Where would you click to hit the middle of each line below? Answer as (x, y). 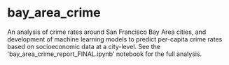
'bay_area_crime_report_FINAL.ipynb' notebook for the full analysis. (105, 54)
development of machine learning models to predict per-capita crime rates (115, 39)
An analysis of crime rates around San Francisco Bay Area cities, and (107, 32)
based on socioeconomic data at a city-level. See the (84, 46)
